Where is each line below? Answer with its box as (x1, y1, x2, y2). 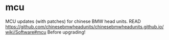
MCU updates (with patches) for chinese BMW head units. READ (5, 18, 141, 24)
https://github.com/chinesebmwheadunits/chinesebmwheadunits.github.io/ (5, 23, 164, 29)
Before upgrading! (47, 29, 86, 35)
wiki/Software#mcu (5, 29, 46, 35)
